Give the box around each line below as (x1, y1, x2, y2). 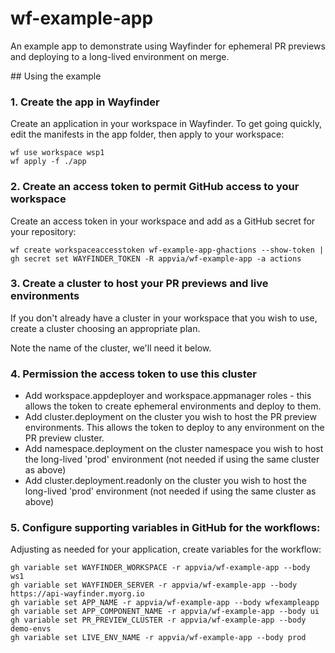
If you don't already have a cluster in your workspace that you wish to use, (10, 312, 318, 324)
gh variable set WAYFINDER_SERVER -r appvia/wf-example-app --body (10, 580, 298, 591)
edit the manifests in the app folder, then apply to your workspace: (10, 128, 285, 141)
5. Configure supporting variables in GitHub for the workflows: (10, 521, 321, 535)
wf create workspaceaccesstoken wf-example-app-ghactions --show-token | (10, 245, 325, 255)
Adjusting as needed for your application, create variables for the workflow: (10, 543, 322, 556)
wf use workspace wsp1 (10, 148, 105, 158)
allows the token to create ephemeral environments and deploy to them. (24, 400, 322, 412)
